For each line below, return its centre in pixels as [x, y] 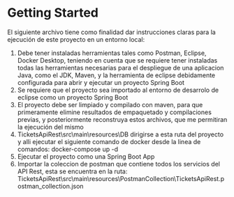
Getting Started [53, 13]
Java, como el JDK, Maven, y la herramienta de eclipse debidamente [116, 75]
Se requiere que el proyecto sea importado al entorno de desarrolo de [118, 90]
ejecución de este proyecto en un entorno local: [76, 39]
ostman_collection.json [50, 186]
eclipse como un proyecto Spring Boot [73, 97]
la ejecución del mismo [50, 127]
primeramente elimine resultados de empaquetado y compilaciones [114, 112]
